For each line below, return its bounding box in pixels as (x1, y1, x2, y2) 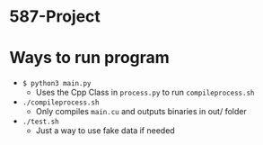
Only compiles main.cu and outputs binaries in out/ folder (35, 106, 247, 117)
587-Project (9, 6, 101, 27)
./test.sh (22, 117, 60, 127)
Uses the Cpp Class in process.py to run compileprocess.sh (35, 87, 255, 98)
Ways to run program (9, 48, 171, 68)
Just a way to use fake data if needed (35, 125, 175, 136)
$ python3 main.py (22, 79, 92, 88)
